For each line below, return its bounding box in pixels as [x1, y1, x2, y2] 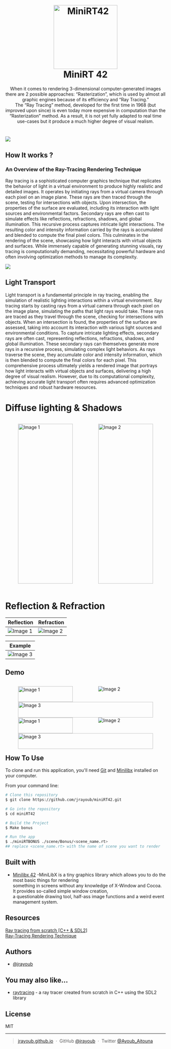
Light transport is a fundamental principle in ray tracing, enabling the [5, 292, 149, 298]
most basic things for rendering [12, 877, 79, 883]
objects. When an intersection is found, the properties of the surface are [5, 319, 157, 325]
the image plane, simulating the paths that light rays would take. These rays [5, 308, 164, 314]
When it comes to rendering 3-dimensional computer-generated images [10, 85, 161, 92]
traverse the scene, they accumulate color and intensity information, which [5, 351, 162, 358]
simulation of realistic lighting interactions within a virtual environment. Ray [5, 297, 162, 303]
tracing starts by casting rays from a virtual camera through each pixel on [5, 302, 159, 308]
